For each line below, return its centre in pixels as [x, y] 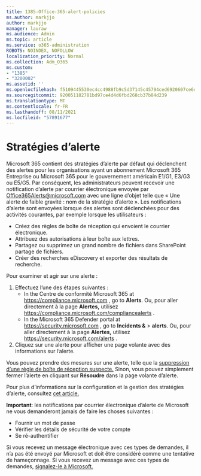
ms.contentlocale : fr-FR [37, 106]
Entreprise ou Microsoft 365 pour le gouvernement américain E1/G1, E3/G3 [98, 177]
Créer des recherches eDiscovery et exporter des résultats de [91, 258]
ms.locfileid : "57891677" [38, 117]
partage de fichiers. [39, 251]
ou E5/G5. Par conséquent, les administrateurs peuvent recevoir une [90, 183]
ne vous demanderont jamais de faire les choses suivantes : [80, 411]
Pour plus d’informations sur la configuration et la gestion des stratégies [95, 387]
